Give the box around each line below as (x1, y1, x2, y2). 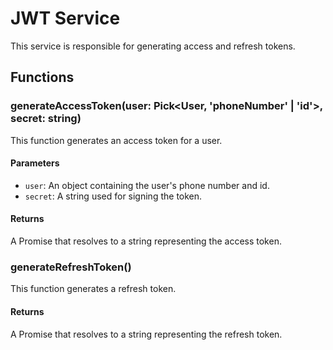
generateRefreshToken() (10, 260, 132, 274)
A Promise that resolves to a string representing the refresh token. (10, 328, 283, 340)
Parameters (10, 157, 60, 169)
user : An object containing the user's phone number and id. (24, 179, 270, 191)
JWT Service (10, 7, 121, 30)
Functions (10, 69, 75, 86)
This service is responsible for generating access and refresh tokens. (10, 40, 296, 52)
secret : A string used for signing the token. (24, 190, 203, 202)
